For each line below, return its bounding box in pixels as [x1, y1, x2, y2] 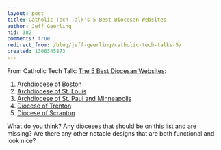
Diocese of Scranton [16, 108, 75, 117]
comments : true [7, 35, 51, 42]
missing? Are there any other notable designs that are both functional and [7, 129, 215, 137]
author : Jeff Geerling [7, 22, 72, 29]
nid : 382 [7, 29, 32, 36]
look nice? [7, 136, 36, 145]
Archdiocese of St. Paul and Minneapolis [16, 94, 132, 102]
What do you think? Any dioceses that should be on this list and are [7, 122, 197, 130]
